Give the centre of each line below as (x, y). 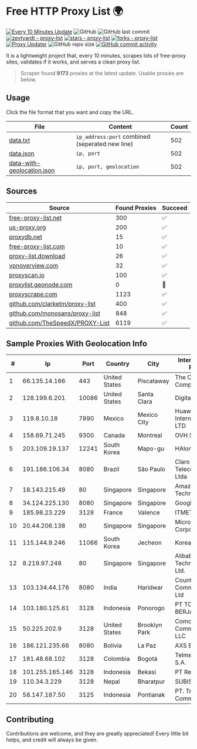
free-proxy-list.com (37, 246)
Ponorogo (151, 608)
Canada (114, 436)
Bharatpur (151, 681)
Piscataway (153, 381)
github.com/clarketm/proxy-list (52, 303)
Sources (22, 191)
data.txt (20, 140)
